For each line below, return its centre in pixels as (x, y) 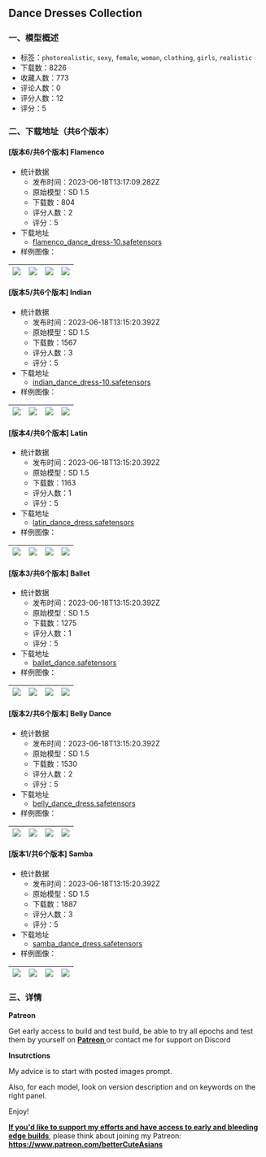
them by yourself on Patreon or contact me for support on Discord (120, 1040)
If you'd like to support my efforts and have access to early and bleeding (133, 1127)
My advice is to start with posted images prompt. (90, 1072)
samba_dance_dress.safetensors (87, 943)
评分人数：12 (42, 98)
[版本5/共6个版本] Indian (50, 293)
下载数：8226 (44, 67)
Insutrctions (29, 1055)
